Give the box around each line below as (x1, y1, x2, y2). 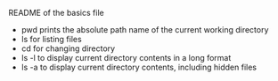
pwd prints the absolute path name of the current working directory (20, 25, 269, 34)
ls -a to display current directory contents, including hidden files (20, 62, 258, 72)
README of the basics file (8, 8, 104, 18)
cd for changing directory (20, 43, 116, 54)
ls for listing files (20, 34, 82, 44)
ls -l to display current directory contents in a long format (20, 53, 232, 63)
